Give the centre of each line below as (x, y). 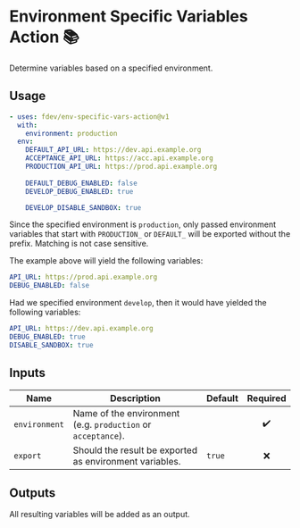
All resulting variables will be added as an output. (100, 515)
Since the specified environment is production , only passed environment (143, 224)
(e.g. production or (112, 424)
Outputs (33, 493)
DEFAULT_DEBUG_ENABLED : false (82, 183)
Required (267, 398)
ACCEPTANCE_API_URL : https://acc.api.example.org (120, 158)
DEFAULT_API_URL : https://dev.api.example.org (113, 150)
